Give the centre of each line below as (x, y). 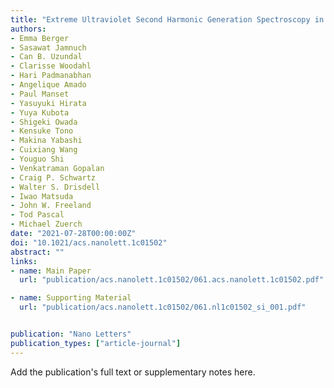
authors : (28, 29)
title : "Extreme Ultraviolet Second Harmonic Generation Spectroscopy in (167, 19)
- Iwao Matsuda (42, 196)
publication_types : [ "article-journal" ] (96, 343)
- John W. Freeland (51, 206)
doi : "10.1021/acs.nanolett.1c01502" (89, 242)
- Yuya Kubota (40, 112)
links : (24, 261)
